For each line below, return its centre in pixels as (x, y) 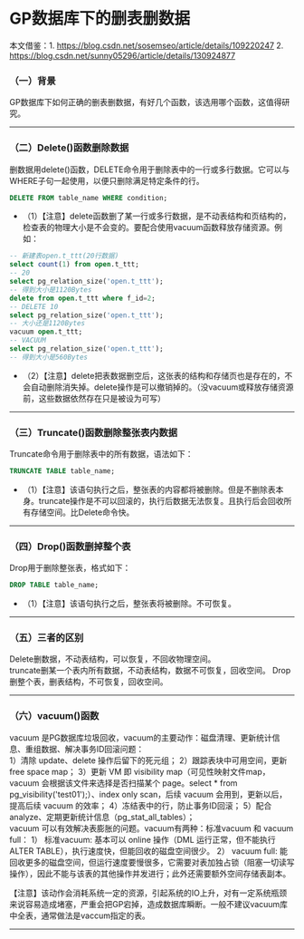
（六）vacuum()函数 (54, 716)
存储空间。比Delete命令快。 (82, 512)
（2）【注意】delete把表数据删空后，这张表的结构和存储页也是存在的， (153, 375)
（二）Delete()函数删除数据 (69, 148)
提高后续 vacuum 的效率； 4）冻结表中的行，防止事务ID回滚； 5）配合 (141, 805)
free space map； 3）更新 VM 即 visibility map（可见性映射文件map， (140, 771)
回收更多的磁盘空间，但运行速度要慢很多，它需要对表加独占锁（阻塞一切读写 (152, 862)
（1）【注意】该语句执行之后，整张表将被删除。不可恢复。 (129, 604)
